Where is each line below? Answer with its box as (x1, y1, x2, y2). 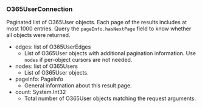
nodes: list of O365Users (15, 62, 78, 70)
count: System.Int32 (15, 89, 66, 96)
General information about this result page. (24, 82, 132, 89)
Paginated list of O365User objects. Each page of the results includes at (6, 19, 187, 26)
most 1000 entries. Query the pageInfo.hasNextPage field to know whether (6, 25, 192, 32)
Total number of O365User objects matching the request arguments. (24, 95, 197, 102)
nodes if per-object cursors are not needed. (24, 56, 133, 64)
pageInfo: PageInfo (15, 75, 64, 83)
